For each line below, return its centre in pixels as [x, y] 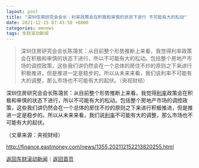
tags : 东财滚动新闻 [28, 34]
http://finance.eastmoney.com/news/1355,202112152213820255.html [90, 147]
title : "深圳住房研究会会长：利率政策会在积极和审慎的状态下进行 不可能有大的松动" [97, 17]
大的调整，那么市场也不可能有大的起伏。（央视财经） [84, 81]
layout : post [22, 11]
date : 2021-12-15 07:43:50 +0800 [47, 22]
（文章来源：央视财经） [35, 135]
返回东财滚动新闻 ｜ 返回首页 [40, 159]
